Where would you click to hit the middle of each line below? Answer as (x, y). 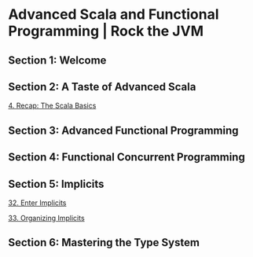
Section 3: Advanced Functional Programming (123, 130)
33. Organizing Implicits (46, 218)
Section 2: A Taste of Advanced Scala (102, 87)
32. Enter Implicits (37, 203)
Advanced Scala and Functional (114, 15)
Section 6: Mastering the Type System (104, 242)
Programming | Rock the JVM (106, 31)
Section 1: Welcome (57, 60)
